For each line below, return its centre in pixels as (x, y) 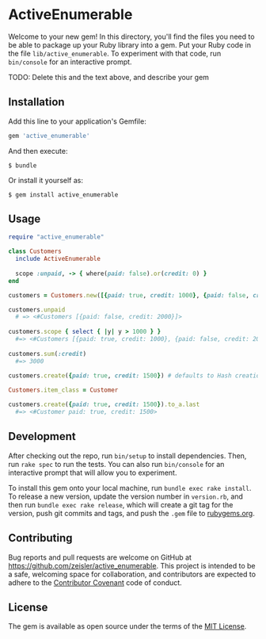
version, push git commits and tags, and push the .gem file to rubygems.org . (132, 513)
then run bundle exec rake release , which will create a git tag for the (121, 504)
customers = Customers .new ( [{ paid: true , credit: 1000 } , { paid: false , (129, 295)
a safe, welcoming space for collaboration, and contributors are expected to (132, 574)
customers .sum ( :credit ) (47, 354)
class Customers (35, 251)
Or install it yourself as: (46, 180)
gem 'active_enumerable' (49, 136)
